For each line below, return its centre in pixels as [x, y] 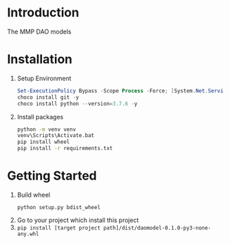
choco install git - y [48, 97]
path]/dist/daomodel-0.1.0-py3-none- [157, 228]
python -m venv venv [46, 129]
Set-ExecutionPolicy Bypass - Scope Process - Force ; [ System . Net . [112, 90]
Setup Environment [44, 78]
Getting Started [52, 176]
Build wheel [33, 195]
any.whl [28, 234]
